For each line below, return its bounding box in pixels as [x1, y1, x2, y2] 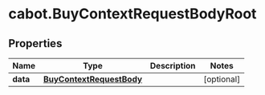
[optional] [203, 73, 241, 85]
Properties [8, 37, 63, 50]
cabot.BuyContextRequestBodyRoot [8, 5, 257, 23]
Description [149, 61, 196, 71]
